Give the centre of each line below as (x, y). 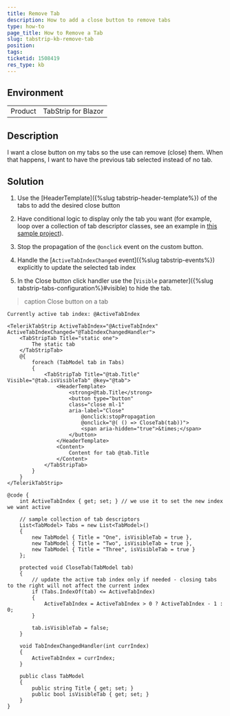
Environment (35, 93)
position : (21, 46)
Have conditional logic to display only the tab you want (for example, (114, 219)
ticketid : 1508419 (33, 59)
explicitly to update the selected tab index (76, 268)
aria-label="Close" (97, 411)
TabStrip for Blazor (73, 111)
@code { (18, 495)
